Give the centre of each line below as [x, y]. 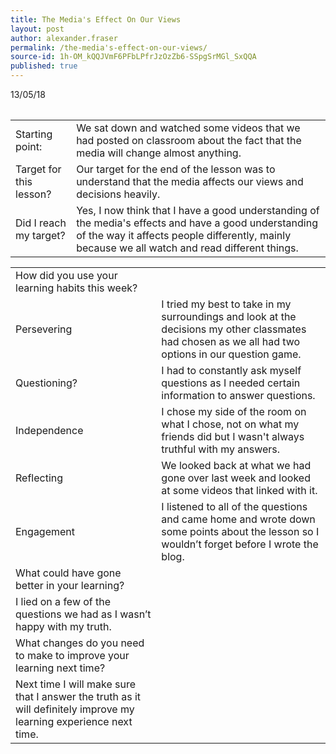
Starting [34, 134]
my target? [40, 235]
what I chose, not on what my [230, 424]
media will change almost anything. [159, 153]
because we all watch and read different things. [187, 248]
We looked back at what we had [236, 465]
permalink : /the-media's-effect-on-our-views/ [109, 47]
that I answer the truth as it [78, 696]
